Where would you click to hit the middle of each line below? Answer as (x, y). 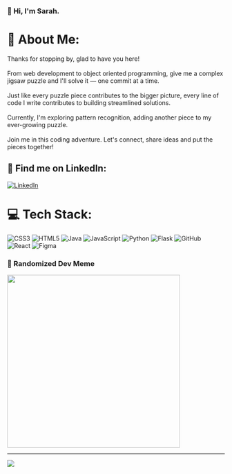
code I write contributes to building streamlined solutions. (89, 102)
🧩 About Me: (43, 40)
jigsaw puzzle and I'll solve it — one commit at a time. (84, 80)
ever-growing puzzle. (38, 124)
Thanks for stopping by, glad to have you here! (74, 59)
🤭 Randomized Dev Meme (51, 263)
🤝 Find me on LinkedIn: (57, 169)
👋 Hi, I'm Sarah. (33, 11)
